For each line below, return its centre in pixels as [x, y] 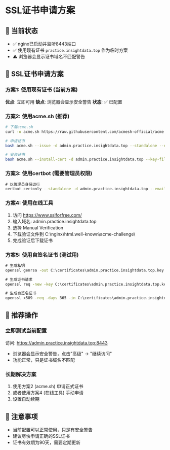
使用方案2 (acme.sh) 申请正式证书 [48, 387]
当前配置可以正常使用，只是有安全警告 [52, 430]
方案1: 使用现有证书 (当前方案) [41, 90]
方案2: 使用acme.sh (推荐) [37, 116]
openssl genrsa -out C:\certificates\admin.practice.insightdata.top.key [85, 270]
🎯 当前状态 [22, 31]
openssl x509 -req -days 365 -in [40, 298]
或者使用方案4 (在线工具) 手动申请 [48, 393]
